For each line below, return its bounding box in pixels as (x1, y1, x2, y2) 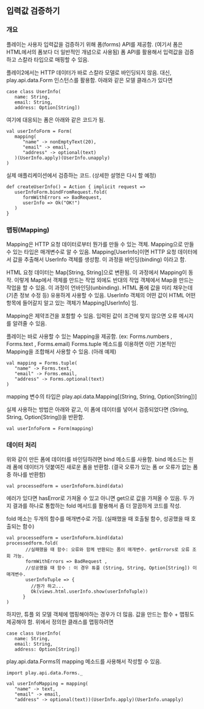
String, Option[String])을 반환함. (6, 413, 85, 420)
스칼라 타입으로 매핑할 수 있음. (17, 55, 90, 63)
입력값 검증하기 (6, 5, 60, 16)
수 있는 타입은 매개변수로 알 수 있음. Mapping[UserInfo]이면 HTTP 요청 (6, 248, 177, 255)
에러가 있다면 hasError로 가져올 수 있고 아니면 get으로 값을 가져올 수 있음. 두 (6, 495, 188, 502)
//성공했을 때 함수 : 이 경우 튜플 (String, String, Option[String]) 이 (25, 565, 197, 571)
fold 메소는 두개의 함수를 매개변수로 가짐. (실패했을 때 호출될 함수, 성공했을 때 (6, 515, 190, 523)
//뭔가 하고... (30, 584, 65, 590)
